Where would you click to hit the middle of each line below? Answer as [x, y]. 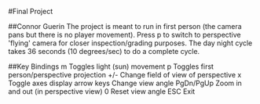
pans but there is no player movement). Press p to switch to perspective [125, 35]
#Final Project [31, 11]
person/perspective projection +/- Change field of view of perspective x [125, 75]
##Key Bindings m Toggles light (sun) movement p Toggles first [111, 66]
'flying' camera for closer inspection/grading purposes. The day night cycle [130, 43]
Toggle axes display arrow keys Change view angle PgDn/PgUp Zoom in [125, 83]
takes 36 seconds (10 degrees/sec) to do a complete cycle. [104, 51]
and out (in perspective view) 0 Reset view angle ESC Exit [102, 91]
